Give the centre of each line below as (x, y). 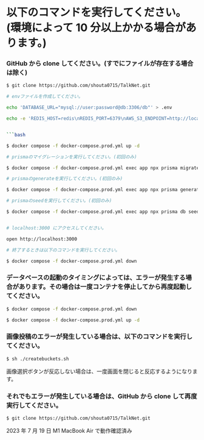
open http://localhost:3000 (42, 239)
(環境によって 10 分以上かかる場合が (96, 28)
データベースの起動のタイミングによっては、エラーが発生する (96, 278)
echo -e (16, 119)
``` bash (16, 134)
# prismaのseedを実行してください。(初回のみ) (59, 201)
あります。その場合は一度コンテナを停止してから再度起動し (105, 287)
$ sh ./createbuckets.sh (38, 359)
